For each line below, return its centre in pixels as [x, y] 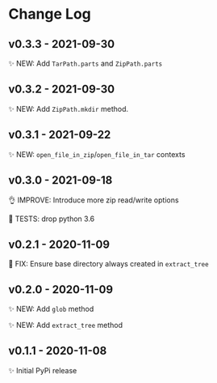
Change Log [50, 14]
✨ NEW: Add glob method [51, 309]
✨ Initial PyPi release [43, 370]
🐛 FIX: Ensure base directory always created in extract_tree [108, 264]
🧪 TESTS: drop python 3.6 [52, 219]
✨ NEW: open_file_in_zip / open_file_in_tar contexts [97, 154]
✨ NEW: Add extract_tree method [66, 326]
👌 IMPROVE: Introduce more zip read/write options [94, 200]
